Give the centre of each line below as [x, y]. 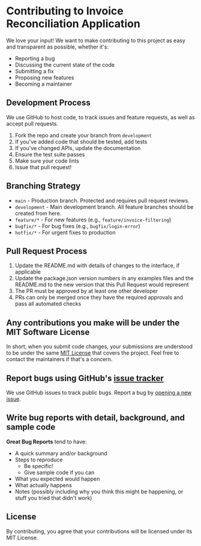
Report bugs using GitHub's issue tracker [85, 378]
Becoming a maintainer [43, 84]
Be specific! [38, 466]
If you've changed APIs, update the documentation [78, 148]
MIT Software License [48, 332]
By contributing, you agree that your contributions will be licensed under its [99, 531]
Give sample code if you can [59, 472]
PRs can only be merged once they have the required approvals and [99, 298]
